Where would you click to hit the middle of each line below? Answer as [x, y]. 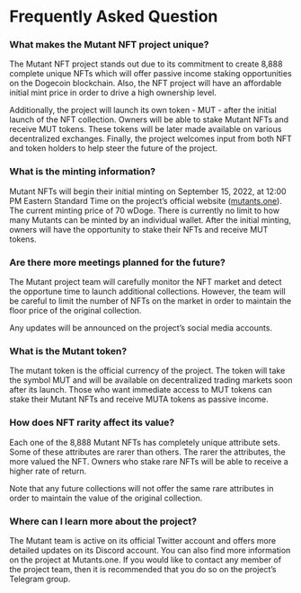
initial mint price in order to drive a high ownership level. [113, 93]
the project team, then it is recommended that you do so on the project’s [143, 569]
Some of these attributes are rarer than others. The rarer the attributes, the [147, 452]
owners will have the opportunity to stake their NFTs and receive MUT [139, 229]
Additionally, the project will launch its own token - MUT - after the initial [143, 111]
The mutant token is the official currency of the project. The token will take [147, 371]
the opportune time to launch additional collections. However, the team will [147, 292]
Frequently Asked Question [114, 17]
